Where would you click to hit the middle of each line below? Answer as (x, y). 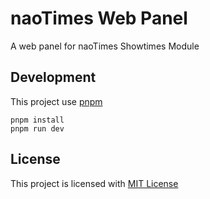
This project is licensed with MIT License (94, 183)
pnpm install (37, 120)
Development (53, 77)
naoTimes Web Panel (99, 18)
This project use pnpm (56, 101)
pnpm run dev (37, 128)
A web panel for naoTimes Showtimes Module (105, 46)
